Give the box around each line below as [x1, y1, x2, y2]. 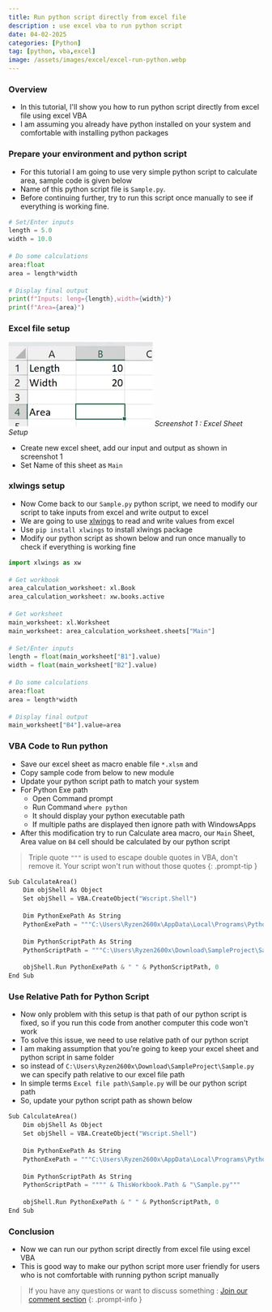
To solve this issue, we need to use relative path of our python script [19, 1035, 249, 1045]
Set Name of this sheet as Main [19, 460, 123, 470]
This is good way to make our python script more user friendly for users [19, 1262, 261, 1271]
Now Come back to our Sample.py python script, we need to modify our [19, 498, 257, 508]
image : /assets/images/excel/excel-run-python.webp [8, 56, 186, 64]
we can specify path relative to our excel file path [19, 1070, 185, 1080]
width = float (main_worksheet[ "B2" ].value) [8, 662, 158, 670]
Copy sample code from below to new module [19, 767, 175, 777]
